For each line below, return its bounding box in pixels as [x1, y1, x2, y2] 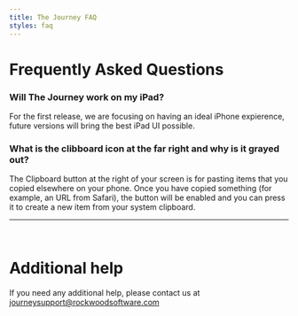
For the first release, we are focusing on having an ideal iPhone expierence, [9, 111, 286, 121]
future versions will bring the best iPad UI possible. [9, 120, 195, 131]
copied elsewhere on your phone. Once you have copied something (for [9, 183, 272, 194]
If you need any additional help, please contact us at [9, 288, 200, 298]
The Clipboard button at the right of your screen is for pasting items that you [9, 173, 288, 184]
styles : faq [9, 21, 53, 30]
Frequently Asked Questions [9, 59, 224, 80]
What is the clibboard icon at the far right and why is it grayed [9, 143, 279, 155]
